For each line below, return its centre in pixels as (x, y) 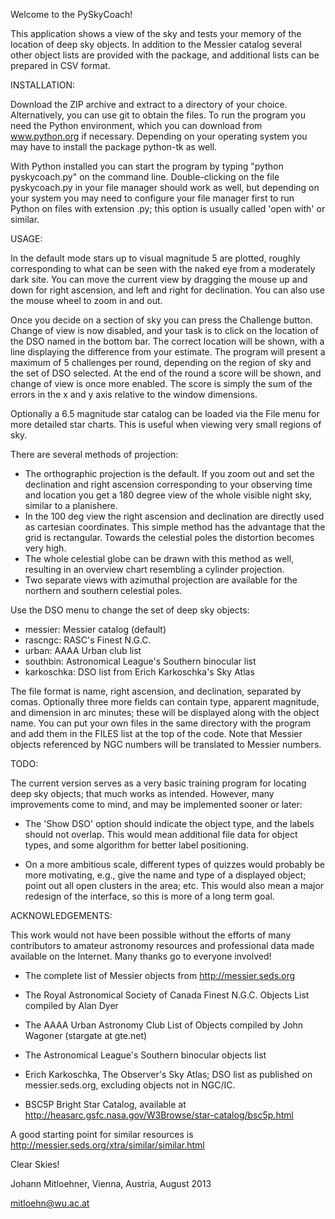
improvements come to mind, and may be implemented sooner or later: (156, 804)
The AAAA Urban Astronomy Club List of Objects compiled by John (164, 1025)
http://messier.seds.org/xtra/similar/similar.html (107, 1145)
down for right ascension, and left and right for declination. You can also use (167, 290)
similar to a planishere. (71, 505)
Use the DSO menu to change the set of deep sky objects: (130, 610)
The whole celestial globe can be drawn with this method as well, (159, 558)
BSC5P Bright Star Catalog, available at (105, 1104)
